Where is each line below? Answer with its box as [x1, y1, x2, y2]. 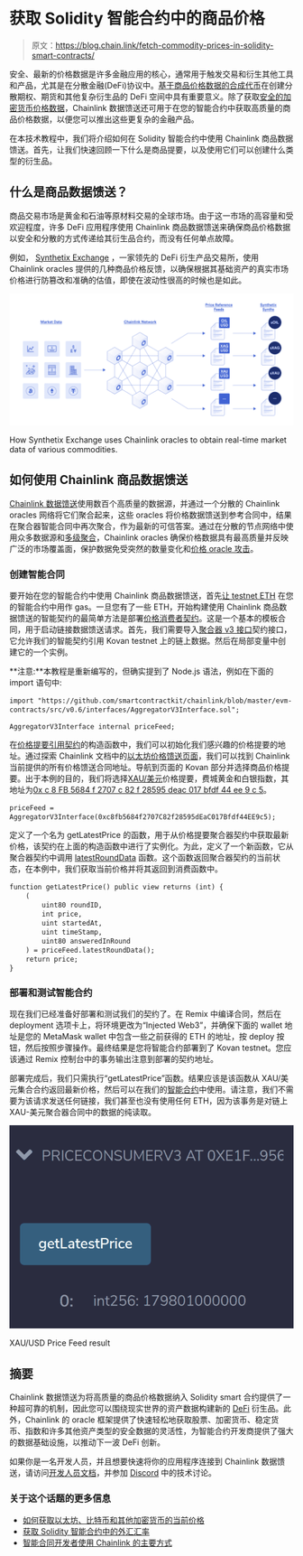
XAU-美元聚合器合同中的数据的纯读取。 [9, 1107, 156, 1118]
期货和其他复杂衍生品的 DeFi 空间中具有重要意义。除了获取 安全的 [40, 91, 284, 102]
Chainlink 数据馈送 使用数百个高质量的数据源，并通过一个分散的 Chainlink [9, 498, 280, 508]
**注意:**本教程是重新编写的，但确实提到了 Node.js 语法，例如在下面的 [9, 666, 274, 677]
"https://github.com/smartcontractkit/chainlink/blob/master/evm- [37, 696, 293, 705]
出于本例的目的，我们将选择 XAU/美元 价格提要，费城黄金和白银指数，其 [24, 773, 289, 784]
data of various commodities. [9, 444, 118, 455]
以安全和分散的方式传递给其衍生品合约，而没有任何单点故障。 [9, 232, 239, 244]
